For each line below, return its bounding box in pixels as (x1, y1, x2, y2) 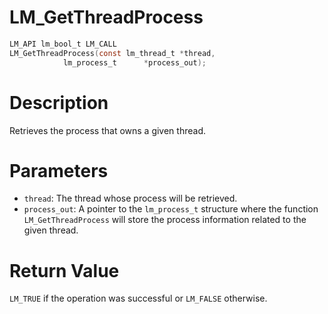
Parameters (9, 159, 109, 182)
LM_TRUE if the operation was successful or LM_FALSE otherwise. (9, 292, 268, 305)
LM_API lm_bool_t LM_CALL (9, 39, 117, 49)
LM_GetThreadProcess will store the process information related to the (23, 214, 307, 226)
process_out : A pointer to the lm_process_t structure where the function (23, 203, 319, 215)
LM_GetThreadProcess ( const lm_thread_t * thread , (9, 48, 216, 58)
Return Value (9, 259, 120, 282)
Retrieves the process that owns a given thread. (9, 124, 206, 136)
